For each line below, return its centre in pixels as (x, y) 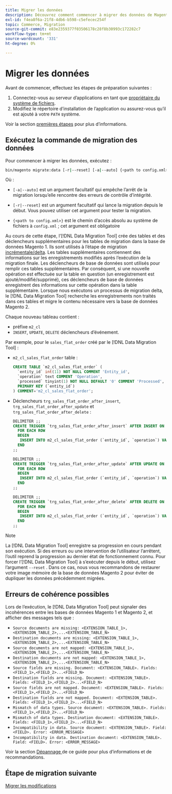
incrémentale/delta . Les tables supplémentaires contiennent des (73, 252)
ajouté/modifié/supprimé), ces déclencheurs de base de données (74, 280)
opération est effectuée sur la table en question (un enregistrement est (80, 274)
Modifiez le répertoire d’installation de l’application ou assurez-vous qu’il (89, 108)
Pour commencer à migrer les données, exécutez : (58, 160)
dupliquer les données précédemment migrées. (55, 578)
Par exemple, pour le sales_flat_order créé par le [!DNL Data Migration (81, 342)
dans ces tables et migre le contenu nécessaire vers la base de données (82, 302)
